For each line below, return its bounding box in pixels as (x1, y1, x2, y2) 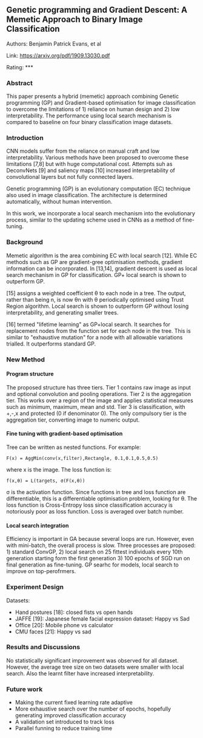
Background (6, 238, 44, 246)
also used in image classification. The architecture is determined (6, 192, 168, 199)
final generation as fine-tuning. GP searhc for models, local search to (6, 561, 179, 568)
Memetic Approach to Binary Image (6, 15, 144, 25)
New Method (6, 355, 45, 364)
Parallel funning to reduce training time (15, 725, 113, 732)
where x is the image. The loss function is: (6, 466, 112, 473)
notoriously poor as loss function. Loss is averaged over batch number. (6, 508, 184, 515)
